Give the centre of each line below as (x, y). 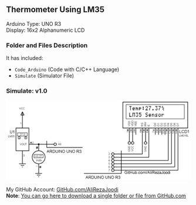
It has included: (25, 58)
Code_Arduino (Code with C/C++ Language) (67, 69)
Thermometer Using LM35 (55, 10)
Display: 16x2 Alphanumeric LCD (45, 30)
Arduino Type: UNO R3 (34, 23)
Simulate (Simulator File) (44, 76)
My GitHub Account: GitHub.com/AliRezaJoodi (62, 189)
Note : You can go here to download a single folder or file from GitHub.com (96, 196)
